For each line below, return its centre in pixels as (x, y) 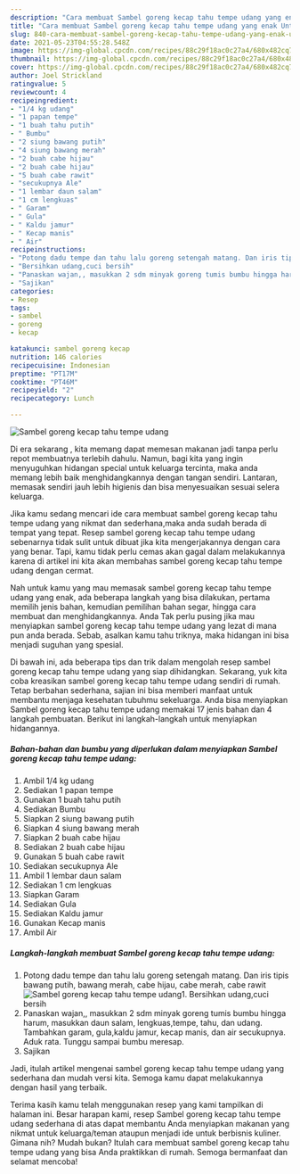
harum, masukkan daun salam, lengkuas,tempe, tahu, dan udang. (143, 1022)
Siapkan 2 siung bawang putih (78, 818)
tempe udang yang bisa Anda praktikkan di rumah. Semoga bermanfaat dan (149, 1152)
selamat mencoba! (44, 1162)
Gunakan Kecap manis (64, 922)
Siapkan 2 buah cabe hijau (72, 837)
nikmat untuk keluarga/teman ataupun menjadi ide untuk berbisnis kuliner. (146, 1133)
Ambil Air (40, 932)
